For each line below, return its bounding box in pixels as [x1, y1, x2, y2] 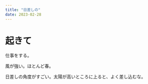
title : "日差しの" [5, 7, 41, 12]
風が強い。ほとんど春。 [5, 63, 54, 69]
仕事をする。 [5, 52, 32, 58]
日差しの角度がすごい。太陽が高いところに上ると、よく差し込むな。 [5, 73, 146, 80]
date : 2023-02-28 [5, 12, 42, 17]
